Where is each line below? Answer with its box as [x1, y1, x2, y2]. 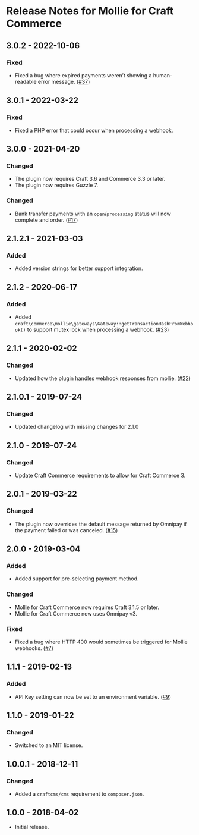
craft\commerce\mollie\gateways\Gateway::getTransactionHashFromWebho [14, 321, 194, 327]
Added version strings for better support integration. [14, 265, 144, 272]
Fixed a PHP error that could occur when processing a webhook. [14, 127, 173, 134]
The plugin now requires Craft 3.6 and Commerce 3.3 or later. [14, 175, 166, 183]
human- [153, 71, 173, 79]
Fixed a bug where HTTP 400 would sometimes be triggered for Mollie [14, 638, 188, 645]
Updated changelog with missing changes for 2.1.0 [14, 423, 139, 431]
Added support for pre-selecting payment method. [14, 575, 139, 582]
